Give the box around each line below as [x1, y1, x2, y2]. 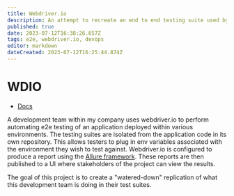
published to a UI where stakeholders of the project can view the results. [7, 159, 216, 168]
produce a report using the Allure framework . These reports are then [7, 152, 204, 161]
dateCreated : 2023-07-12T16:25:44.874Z [7, 49, 123, 56]
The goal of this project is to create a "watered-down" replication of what [7, 173, 218, 181]
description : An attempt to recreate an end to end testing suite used [7, 17, 219, 24]
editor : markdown [7, 42, 58, 49]
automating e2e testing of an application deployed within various [7, 122, 194, 131]
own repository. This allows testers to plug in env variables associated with [7, 137, 223, 146]
